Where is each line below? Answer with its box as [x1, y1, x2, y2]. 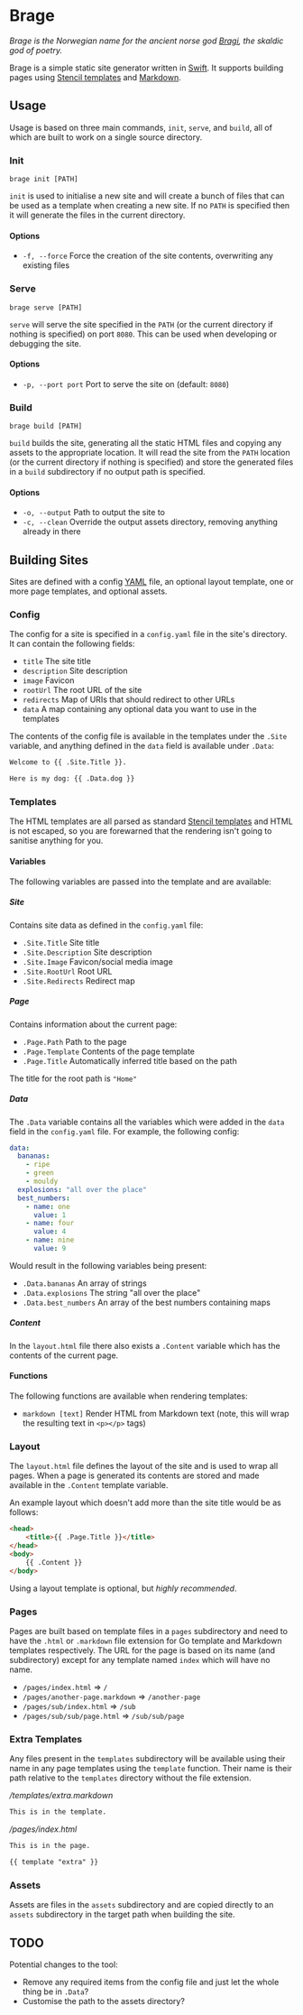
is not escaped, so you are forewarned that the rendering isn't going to [9, 826, 272, 837]
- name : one [25, 1202, 70, 1211]
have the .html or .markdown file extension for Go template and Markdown [9, 1635, 282, 1646]
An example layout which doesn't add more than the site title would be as [9, 1497, 281, 1508]
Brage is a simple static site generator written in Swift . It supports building [9, 62, 284, 73]
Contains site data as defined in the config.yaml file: [9, 920, 204, 930]
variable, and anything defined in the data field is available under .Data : [9, 741, 275, 752]
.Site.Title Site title [22, 937, 100, 947]
